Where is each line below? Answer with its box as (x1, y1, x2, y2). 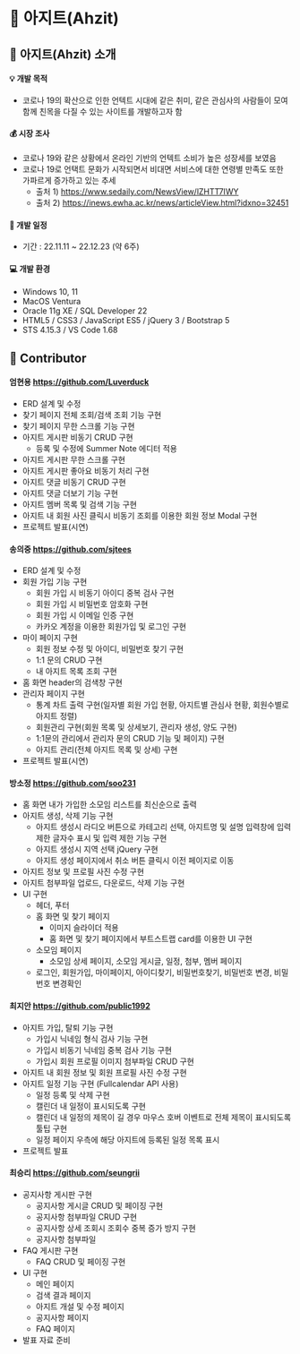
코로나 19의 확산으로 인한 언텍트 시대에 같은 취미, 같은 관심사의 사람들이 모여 (21, 95, 288, 106)
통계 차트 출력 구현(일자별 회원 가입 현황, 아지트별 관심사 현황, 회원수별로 (35, 699, 289, 710)
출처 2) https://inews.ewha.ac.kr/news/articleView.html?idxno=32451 (35, 197, 289, 208)
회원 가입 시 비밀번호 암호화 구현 (35, 599, 149, 610)
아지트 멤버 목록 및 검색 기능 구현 (21, 499, 137, 510)
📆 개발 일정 (9, 219, 47, 230)
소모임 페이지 (35, 945, 82, 956)
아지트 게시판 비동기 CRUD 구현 (21, 432, 133, 442)
